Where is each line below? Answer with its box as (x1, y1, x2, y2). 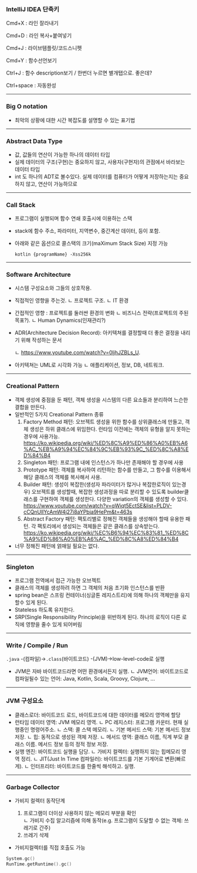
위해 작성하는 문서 (21, 337, 62, 344)
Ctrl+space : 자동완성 (6, 82, 57, 89)
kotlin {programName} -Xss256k (14, 252, 91, 257)
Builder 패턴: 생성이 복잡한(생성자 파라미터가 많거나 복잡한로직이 (23, 481, 171, 488)
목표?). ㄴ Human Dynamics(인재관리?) (14, 317, 106, 324)
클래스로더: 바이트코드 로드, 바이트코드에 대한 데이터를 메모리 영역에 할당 (14, 711, 181, 718)
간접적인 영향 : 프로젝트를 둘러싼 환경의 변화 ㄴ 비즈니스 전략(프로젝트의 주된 (14, 310, 189, 317)
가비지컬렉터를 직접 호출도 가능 (14, 844, 86, 851)
